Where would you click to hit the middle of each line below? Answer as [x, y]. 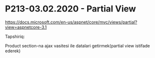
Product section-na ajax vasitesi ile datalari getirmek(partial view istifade [77, 46]
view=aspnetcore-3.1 [26, 27]
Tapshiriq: [15, 36]
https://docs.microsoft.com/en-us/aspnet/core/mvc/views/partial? [71, 22]
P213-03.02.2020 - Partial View [71, 9]
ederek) [13, 51]
